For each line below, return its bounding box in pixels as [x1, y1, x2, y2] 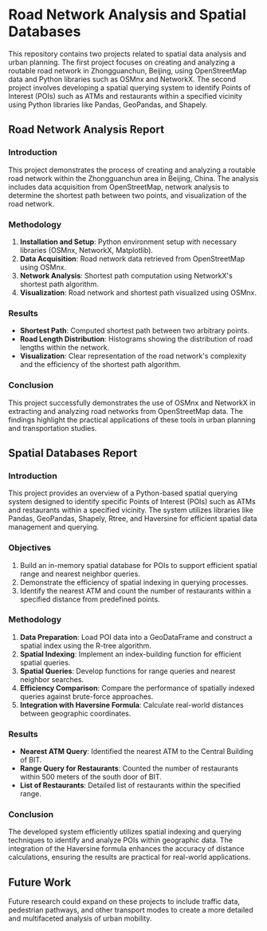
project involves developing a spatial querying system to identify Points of [8, 82, 251, 93]
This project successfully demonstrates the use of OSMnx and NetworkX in [8, 397, 257, 408]
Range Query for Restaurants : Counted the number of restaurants [19, 763, 239, 773]
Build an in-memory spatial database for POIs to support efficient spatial [19, 560, 257, 570]
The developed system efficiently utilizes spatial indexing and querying [8, 827, 241, 837]
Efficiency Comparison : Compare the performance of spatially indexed [19, 683, 255, 692]
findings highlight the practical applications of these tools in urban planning [8, 415, 257, 424]
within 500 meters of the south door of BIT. [19, 772, 162, 782]
